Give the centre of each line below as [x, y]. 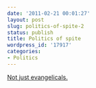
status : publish [30, 32]
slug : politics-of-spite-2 [46, 26]
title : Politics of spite [44, 39]
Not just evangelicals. [38, 77]
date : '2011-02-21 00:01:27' [49, 13]
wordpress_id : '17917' [39, 45]
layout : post [26, 20]
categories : [24, 52]
